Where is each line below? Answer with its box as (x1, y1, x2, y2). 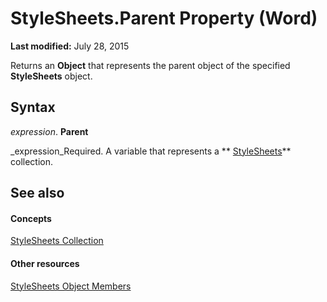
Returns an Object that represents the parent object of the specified (10, 59, 291, 71)
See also (10, 185, 65, 202)
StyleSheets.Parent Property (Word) (10, 7, 318, 30)
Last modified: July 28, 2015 (10, 40, 130, 52)
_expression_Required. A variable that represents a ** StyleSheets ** (10, 145, 292, 157)
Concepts (10, 212, 52, 224)
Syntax (10, 99, 56, 116)
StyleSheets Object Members (10, 280, 132, 292)
